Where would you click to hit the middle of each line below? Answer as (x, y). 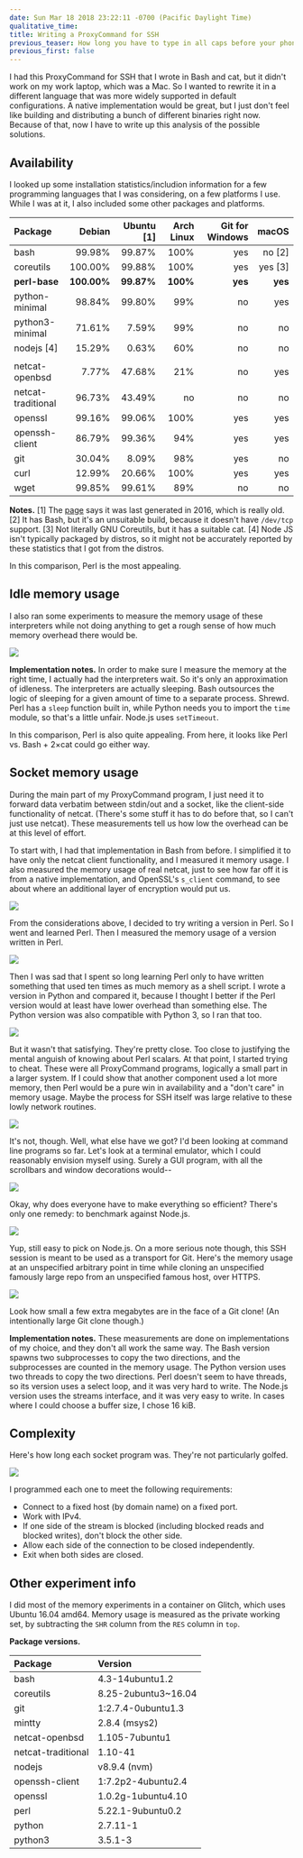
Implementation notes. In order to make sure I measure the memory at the (148, 669)
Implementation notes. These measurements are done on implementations (150, 1338)
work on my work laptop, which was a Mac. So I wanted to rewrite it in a (143, 87)
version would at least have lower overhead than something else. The (138, 1005)
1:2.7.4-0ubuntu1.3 (141, 1708)
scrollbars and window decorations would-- (91, 1169)
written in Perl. (37, 942)
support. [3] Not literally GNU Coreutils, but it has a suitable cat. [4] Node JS (151, 529)
